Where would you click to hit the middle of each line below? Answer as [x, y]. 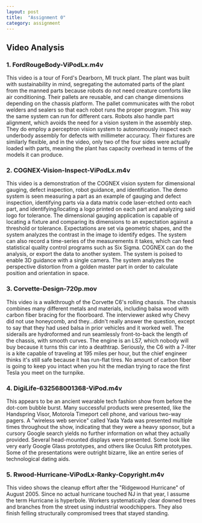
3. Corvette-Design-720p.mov [52, 289]
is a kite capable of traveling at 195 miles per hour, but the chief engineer [97, 353]
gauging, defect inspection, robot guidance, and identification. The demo [97, 190]
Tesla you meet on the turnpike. [46, 372]
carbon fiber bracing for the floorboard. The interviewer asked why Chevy [98, 315]
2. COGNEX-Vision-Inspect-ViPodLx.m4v [68, 170]
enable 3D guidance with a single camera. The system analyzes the [90, 261]
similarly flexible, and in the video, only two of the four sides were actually [98, 142]
